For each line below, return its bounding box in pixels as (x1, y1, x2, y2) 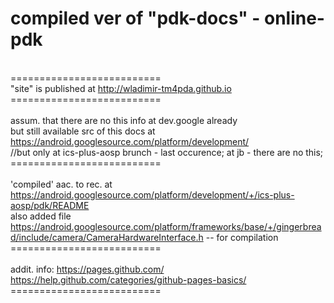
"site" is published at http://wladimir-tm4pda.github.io (10, 82, 232, 94)
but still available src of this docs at (10, 125, 156, 137)
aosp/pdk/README (10, 199, 90, 211)
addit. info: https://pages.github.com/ (10, 263, 165, 275)
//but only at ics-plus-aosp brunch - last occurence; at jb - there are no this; (10, 146, 324, 158)
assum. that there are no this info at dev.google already (10, 114, 238, 126)
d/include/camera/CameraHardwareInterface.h (10, 231, 204, 243)
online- (263, 7, 325, 30)
